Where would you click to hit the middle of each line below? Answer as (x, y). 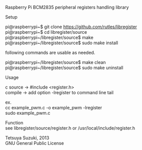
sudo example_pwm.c (28, 113)
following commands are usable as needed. (50, 53)
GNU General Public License (35, 143)
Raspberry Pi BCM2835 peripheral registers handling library (67, 7)
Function (14, 123)
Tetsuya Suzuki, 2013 (27, 138)
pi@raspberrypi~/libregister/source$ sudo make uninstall (64, 68)
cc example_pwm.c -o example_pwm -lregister (54, 107)
